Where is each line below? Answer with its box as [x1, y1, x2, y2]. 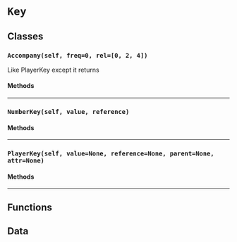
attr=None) [7, 157, 44, 165]
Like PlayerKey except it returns [7, 65, 100, 74]
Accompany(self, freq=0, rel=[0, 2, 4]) [7, 51, 148, 59]
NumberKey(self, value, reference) [7, 108, 130, 115]
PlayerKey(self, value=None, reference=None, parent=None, [7, 150, 214, 158]
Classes [7, 30, 44, 42]
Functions [7, 201, 53, 213]
